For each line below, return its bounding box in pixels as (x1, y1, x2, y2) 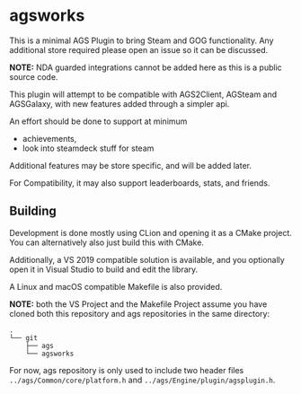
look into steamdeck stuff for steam (22, 143, 155, 153)
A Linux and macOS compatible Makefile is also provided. (9, 281, 223, 292)
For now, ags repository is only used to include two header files (9, 364, 244, 375)
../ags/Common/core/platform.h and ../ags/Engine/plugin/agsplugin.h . (9, 374, 276, 385)
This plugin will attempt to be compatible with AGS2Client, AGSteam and (9, 89, 278, 100)
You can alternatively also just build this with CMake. (9, 237, 205, 248)
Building (9, 204, 57, 219)
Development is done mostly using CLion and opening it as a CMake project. (9, 227, 292, 238)
